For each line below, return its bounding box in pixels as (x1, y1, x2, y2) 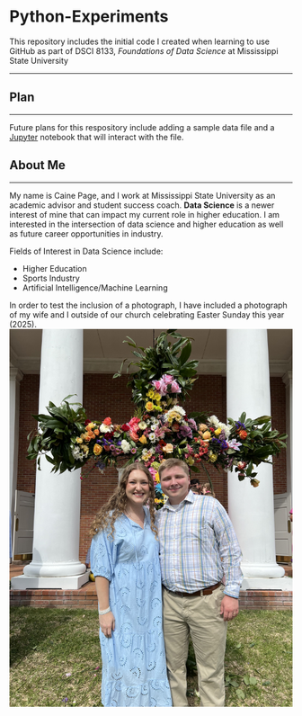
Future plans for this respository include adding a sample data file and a (9, 121, 275, 132)
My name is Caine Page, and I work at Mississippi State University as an (9, 190, 276, 201)
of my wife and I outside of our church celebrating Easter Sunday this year (9, 309, 285, 320)
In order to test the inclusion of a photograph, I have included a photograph (9, 300, 288, 310)
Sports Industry (22, 273, 81, 283)
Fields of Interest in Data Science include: (9, 246, 164, 256)
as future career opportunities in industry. (9, 228, 164, 239)
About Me (9, 157, 66, 173)
